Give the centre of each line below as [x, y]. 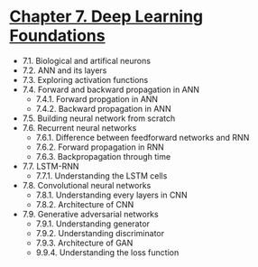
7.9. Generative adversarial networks [91, 214]
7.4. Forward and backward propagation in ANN [111, 89]
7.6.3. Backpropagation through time [103, 156]
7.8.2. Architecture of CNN [85, 204]
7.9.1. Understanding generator [93, 224]
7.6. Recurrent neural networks [79, 127]
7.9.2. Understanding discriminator [100, 233]
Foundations [57, 36]
